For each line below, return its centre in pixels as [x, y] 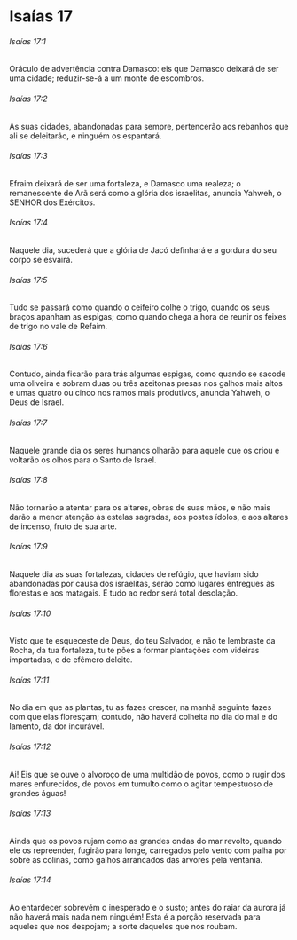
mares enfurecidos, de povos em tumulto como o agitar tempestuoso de [141, 784]
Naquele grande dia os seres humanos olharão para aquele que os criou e [145, 450]
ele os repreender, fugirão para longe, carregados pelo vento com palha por [148, 850]
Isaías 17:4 [29, 223]
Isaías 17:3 [28, 156]
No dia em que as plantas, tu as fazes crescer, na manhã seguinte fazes [141, 707]
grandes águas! [38, 793]
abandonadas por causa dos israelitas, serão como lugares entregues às [142, 584]
